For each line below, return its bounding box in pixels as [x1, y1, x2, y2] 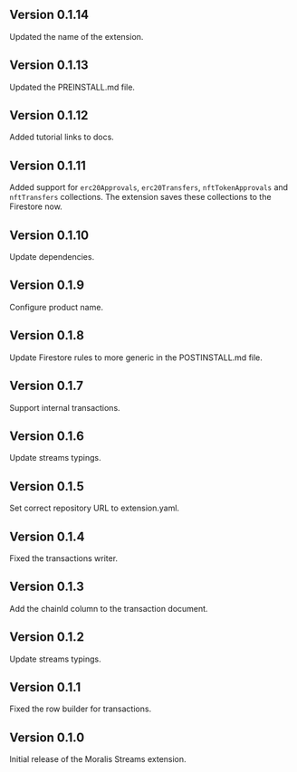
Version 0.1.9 [9, 278, 84, 293]
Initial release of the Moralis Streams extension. [9, 754, 187, 765]
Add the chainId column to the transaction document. [9, 603, 208, 614]
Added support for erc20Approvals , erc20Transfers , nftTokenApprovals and [9, 182, 288, 193]
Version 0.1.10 [9, 227, 89, 243]
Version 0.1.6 [9, 428, 84, 443]
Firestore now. [9, 201, 63, 212]
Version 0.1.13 [9, 58, 89, 73]
